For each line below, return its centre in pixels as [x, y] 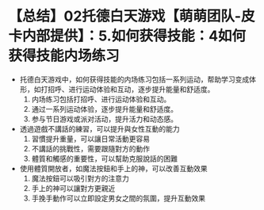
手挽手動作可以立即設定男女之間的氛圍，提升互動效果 [119, 198]
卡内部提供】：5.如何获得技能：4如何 [127, 36]
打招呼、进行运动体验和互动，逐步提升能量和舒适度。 [128, 89]
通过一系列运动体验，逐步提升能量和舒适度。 [105, 109]
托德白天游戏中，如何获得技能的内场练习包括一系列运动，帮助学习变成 [134, 79]
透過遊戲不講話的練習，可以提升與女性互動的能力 [99, 128]
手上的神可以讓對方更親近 [73, 188]
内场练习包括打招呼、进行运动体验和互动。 [101, 99]
